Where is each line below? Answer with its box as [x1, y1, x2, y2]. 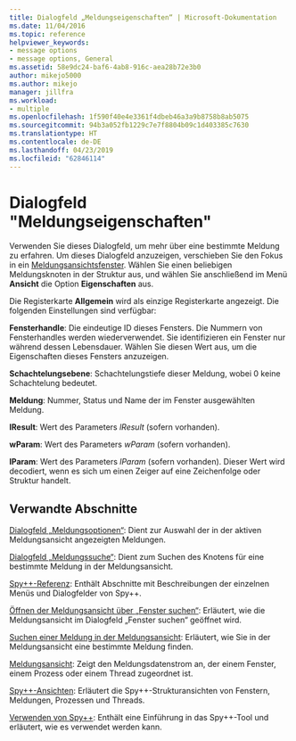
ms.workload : [9, 95, 58, 105]
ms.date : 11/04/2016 [9, 21, 86, 30]
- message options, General [9, 54, 114, 63]
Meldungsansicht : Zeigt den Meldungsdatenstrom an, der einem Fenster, [9, 659, 276, 670]
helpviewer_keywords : [9, 37, 90, 47]
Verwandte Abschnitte [9, 501, 138, 516]
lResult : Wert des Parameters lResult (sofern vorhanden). [9, 422, 220, 432]
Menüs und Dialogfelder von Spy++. [9, 588, 143, 598]
